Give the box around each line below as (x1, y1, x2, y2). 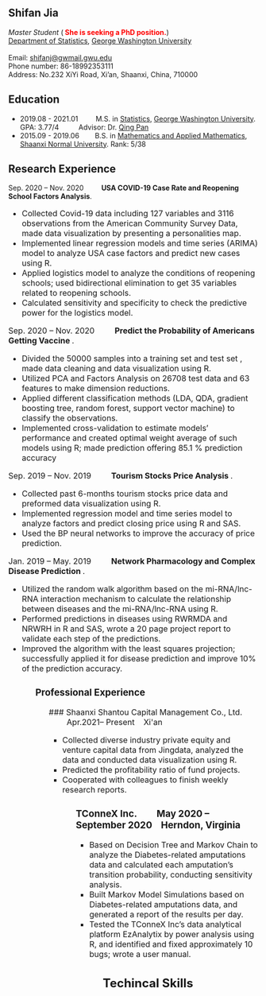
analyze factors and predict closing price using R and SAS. (21, 518, 241, 529)
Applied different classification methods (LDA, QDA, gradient (21, 393, 249, 404)
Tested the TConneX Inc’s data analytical (89, 919, 242, 930)
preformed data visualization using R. (21, 498, 161, 510)
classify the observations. (21, 413, 118, 424)
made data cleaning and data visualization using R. (21, 363, 212, 374)
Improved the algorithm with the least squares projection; (21, 643, 236, 654)
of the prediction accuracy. (21, 663, 123, 674)
